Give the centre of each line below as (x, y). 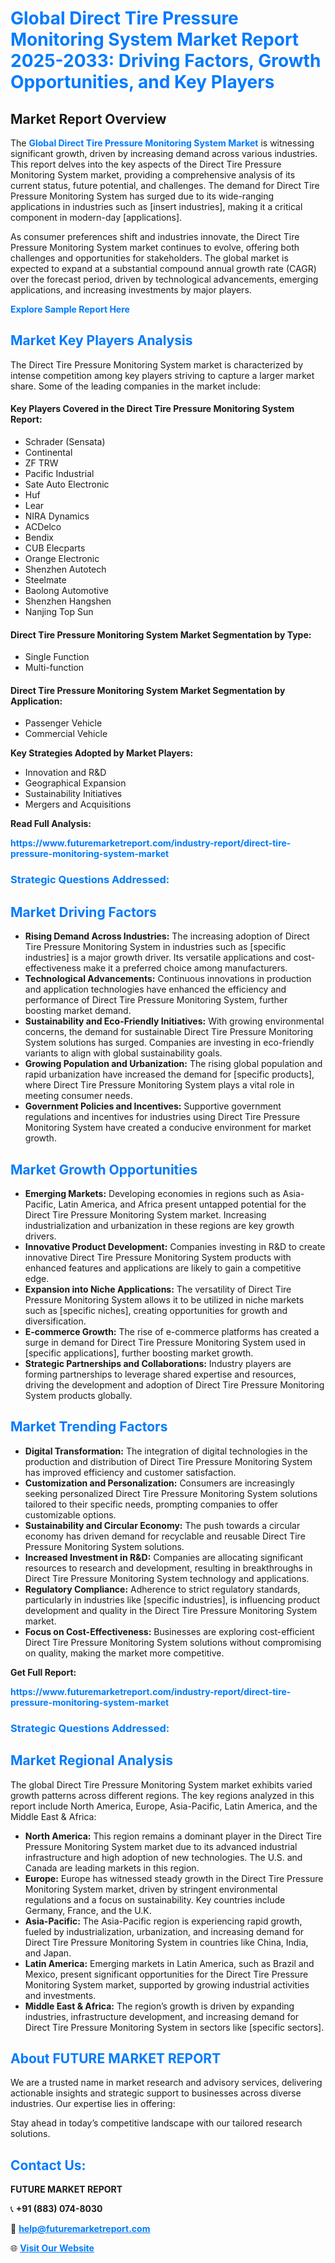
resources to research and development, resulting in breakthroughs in (168, 1568)
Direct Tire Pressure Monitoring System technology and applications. (167, 1578)
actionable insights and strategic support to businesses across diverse (156, 2093)
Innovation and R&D (65, 773)
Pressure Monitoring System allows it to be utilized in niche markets (164, 1299)
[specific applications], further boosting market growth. (139, 1353)
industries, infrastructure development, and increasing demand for (162, 2016)
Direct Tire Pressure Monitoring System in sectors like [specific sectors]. (174, 2027)
